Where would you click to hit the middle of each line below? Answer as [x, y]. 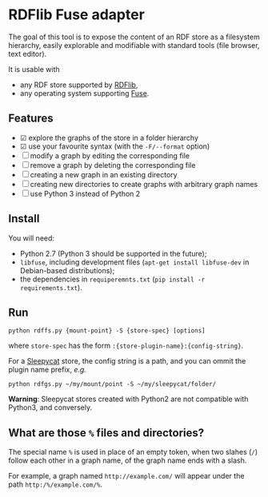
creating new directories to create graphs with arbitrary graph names [144, 184]
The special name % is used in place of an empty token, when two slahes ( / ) [133, 452]
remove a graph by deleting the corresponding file [113, 165]
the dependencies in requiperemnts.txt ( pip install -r [112, 279]
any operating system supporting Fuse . [84, 93]
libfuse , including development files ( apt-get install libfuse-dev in [134, 262]
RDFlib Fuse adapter [77, 15]
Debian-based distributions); [67, 270]
